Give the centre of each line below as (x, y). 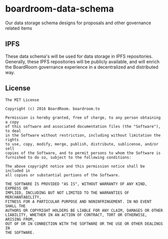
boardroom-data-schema (60, 9)
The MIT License (22, 100)
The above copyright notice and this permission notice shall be (75, 166)
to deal (13, 131)
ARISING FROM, (20, 219)
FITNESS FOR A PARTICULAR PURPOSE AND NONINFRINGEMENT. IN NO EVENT (78, 202)
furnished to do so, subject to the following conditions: (68, 157)
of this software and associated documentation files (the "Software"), (83, 126)
